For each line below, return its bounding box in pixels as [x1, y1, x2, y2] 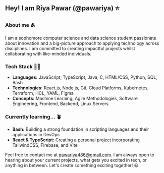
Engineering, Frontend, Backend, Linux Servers [12, 101, 109, 107]
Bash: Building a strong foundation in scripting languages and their [12, 126, 149, 132]
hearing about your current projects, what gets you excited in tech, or [5, 157, 147, 163]
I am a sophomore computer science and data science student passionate [5, 35, 157, 41]
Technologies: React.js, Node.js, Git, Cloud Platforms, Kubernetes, [12, 85, 149, 91]
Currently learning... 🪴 [5, 113, 62, 120]
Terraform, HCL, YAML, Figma [12, 90, 74, 96]
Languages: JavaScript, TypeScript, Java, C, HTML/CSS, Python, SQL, [12, 74, 158, 80]
